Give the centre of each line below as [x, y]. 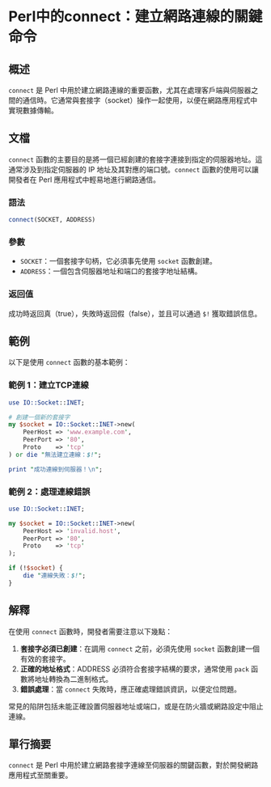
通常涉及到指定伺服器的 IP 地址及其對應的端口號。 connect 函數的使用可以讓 [133, 169]
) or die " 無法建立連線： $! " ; [55, 455]
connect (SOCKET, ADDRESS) [52, 220]
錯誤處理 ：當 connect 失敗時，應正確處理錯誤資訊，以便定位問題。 [130, 689]
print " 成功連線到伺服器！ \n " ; [55, 469]
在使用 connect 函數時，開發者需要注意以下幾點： [90, 631]
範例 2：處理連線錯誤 [49, 492]
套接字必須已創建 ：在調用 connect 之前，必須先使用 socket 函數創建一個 [140, 649]
